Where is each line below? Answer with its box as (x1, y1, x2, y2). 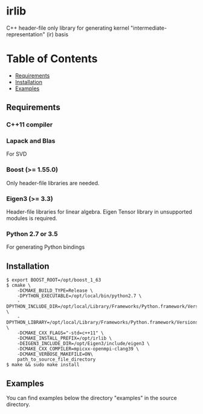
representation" (6, 30, 45, 38)
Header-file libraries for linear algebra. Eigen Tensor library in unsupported (6, 208, 192, 215)
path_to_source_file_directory (17, 356, 96, 363)
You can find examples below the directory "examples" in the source (6, 395, 177, 401)
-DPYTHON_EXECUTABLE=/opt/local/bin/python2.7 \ (17, 293, 142, 299)
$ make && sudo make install (6, 362, 80, 368)
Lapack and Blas (6, 137, 56, 145)
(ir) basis (46, 30, 68, 38)
